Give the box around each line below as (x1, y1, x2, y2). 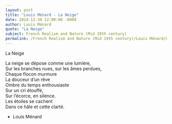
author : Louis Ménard (5, 22, 52, 27)
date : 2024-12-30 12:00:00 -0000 (5, 17, 77, 22)
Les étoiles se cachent (5, 98, 53, 104)
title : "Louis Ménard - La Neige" (5, 12, 79, 17)
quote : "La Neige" (5, 27, 45, 32)
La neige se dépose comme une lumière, (5, 60, 91, 66)
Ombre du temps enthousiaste (5, 81, 69, 88)
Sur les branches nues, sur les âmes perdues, (5, 65, 102, 72)
